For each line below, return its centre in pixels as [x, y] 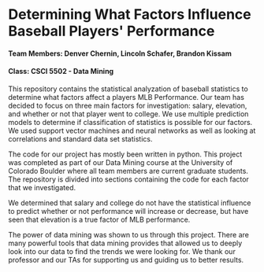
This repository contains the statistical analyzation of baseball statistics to [128, 89]
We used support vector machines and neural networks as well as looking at [132, 130]
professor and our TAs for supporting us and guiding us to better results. [126, 259]
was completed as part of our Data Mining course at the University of [121, 162]
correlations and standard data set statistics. [80, 138]
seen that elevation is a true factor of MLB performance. [99, 219]
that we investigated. [42, 187]
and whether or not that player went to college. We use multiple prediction [128, 114]
